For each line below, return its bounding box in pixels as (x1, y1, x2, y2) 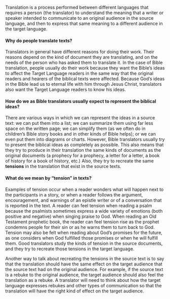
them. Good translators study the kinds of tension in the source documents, (5, 240, 163, 246)
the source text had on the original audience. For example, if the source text (5, 266, 163, 272)
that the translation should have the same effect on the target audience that (5, 261, 163, 267)
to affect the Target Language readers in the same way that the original (5, 71, 153, 77)
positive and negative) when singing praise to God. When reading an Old (5, 213, 157, 219)
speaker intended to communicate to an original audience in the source (5, 15, 154, 21)
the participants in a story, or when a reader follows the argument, (5, 191, 143, 197)
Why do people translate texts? (5, 38, 72, 44)
